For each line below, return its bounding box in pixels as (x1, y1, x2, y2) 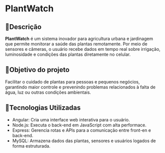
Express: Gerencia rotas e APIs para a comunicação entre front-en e (12, 127, 151, 133)
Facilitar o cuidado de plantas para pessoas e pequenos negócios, (5, 78, 140, 84)
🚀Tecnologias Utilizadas (5, 104, 81, 112)
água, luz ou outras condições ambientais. (5, 89, 91, 95)
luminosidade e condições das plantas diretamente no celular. (5, 51, 131, 57)
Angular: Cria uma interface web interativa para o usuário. (12, 116, 130, 122)
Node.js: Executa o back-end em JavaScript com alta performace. (12, 122, 147, 128)
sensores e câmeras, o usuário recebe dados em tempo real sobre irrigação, (5, 46, 161, 52)
